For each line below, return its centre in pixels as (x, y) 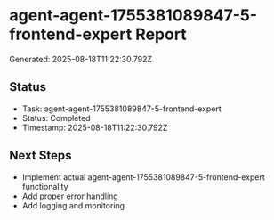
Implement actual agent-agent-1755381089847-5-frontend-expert (143, 177)
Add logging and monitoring (73, 205)
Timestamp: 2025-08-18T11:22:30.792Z (95, 127)
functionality (45, 186)
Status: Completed (56, 118)
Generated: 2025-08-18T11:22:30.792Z (81, 59)
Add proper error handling (70, 196)
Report (161, 34)
